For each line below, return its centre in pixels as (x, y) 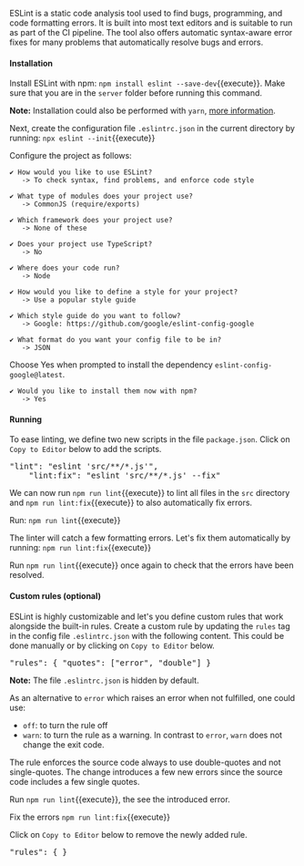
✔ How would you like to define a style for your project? (124, 292)
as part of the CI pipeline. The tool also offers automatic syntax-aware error (151, 32)
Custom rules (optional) (56, 596)
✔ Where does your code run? (65, 268)
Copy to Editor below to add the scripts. (86, 449)
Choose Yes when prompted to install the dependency (111, 365)
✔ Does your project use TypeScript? (81, 244)
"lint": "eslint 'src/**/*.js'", (84, 467)
